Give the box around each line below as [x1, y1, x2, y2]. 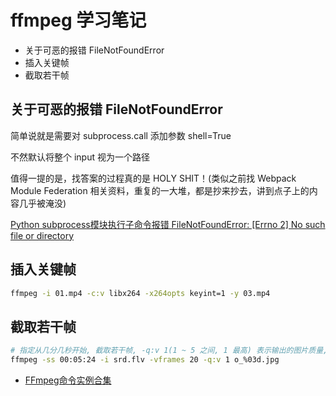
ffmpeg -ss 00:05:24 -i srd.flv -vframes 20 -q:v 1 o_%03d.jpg [10, 355, 280, 365]
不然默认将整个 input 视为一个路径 [10, 151, 150, 163]
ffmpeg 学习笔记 [10, 9, 147, 32]
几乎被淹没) [18, 197, 67, 209]
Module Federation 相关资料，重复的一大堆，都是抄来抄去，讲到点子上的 [10, 184, 310, 196]
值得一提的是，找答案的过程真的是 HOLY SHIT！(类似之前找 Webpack [10, 172, 297, 184]
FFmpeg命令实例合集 [24, 374, 112, 386]
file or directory [10, 229, 75, 241]
